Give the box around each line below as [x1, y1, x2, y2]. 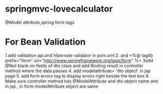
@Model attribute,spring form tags [5, 19, 75, 25]
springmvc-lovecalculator [5, 3, 113, 15]
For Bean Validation [5, 36, 86, 47]
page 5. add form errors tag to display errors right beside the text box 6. [5, 73, 150, 78]
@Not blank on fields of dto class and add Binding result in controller [5, 63, 143, 68]
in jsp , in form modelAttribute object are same [5, 83, 99, 89]
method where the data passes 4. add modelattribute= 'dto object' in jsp [5, 68, 151, 74]
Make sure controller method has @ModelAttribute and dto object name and [5, 78, 159, 84]
